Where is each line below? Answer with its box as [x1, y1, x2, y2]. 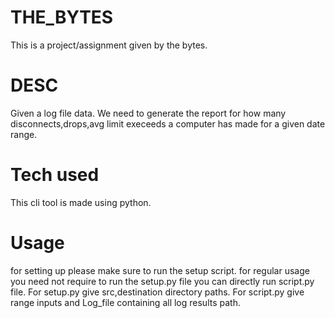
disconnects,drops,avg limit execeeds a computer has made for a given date [10, 117, 326, 130]
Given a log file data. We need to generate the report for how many [10, 107, 287, 119]
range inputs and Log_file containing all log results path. [10, 296, 241, 308]
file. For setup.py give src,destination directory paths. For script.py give [10, 286, 305, 298]
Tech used [10, 164, 100, 186]
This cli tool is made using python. [10, 196, 152, 208]
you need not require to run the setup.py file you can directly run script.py [10, 275, 315, 287]
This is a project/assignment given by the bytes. [10, 39, 208, 51]
